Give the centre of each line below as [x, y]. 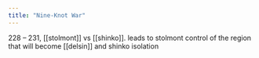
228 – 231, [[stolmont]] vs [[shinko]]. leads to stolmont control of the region [130, 38]
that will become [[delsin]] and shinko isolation [84, 46]
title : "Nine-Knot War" [47, 15]
